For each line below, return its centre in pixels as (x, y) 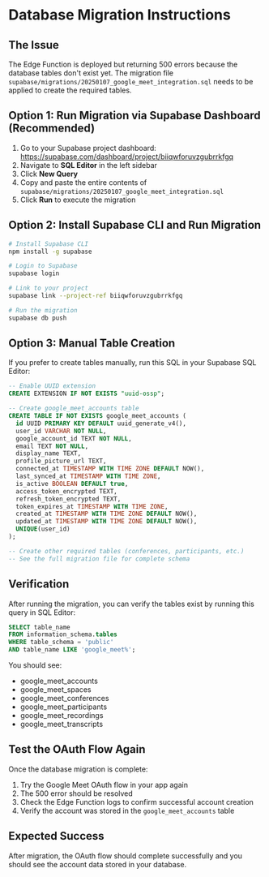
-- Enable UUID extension (52, 386)
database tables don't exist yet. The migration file (91, 73)
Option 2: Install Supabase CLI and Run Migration (135, 225)
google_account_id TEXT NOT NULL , (74, 438)
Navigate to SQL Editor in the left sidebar (89, 165)
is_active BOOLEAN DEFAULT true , (72, 484)
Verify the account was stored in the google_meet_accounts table (127, 810)
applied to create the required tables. (70, 90)
